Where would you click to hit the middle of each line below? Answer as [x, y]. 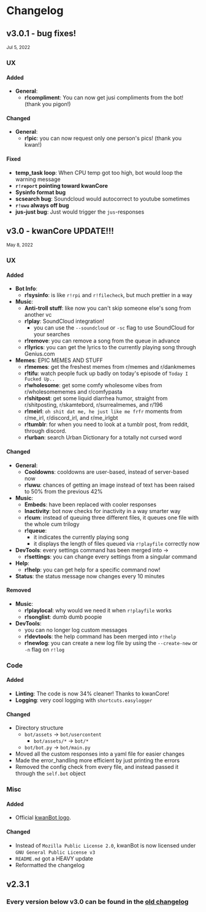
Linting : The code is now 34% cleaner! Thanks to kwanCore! [92, 694]
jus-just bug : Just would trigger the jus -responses [80, 212]
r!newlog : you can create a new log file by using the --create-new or [111, 643]
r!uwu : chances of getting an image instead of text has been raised [109, 485]
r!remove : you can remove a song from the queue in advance [102, 341]
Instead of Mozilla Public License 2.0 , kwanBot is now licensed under [105, 845]
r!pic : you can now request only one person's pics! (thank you [103, 138]
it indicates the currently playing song [81, 537]
